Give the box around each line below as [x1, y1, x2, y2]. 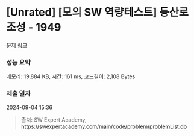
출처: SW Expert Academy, [20, 116, 87, 123]
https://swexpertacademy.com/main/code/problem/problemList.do [20, 123, 187, 130]
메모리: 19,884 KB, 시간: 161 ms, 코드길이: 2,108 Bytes [6, 73, 136, 80]
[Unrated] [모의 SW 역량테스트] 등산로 [6, 5, 189, 19]
